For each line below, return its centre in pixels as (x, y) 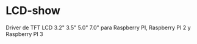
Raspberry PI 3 (24, 34)
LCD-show (33, 11)
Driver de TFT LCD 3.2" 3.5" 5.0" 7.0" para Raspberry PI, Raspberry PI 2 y (98, 28)
